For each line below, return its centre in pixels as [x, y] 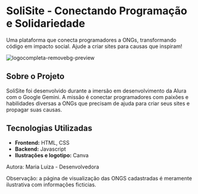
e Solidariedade [45, 23]
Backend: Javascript [40, 149]
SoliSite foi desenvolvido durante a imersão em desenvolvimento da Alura [96, 91]
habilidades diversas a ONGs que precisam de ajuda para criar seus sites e [98, 103]
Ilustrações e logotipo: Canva [52, 155]
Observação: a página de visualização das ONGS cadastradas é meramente [99, 178]
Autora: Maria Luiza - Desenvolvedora [53, 167]
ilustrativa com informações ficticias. [51, 185]
